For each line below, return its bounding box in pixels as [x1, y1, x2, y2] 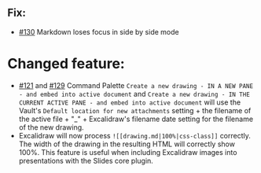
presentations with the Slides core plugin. [18, 156, 154, 165]
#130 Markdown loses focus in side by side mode [18, 27, 179, 36]
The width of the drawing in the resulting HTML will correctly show [18, 139, 235, 149]
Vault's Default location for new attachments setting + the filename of [18, 105, 252, 115]
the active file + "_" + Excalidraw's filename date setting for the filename [18, 114, 253, 123]
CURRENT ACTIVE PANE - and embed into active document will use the [18, 98, 241, 107]
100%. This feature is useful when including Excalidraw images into [18, 147, 237, 156]
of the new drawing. [18, 122, 84, 132]
